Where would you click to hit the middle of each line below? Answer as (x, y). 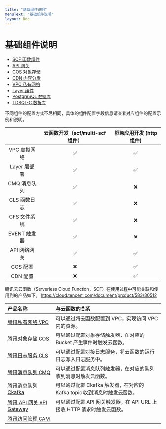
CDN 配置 (22, 276)
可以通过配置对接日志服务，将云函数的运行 (105, 352)
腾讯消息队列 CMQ (29, 373)
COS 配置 (22, 267)
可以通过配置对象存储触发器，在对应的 (100, 335)
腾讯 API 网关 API (28, 403)
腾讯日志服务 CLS (28, 356)
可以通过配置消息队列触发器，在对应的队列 (105, 369)
